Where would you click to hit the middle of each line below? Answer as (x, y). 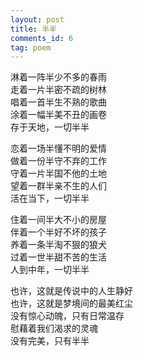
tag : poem (31, 47)
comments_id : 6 (42, 38)
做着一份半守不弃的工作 (58, 161)
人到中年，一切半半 (50, 270)
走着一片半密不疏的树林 (58, 90)
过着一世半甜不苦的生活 (58, 257)
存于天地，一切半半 (50, 127)
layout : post (37, 19)
